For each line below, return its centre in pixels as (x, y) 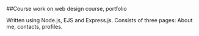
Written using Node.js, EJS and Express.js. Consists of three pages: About (99, 20)
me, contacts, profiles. (34, 27)
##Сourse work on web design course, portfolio (67, 9)
